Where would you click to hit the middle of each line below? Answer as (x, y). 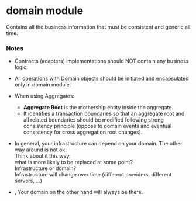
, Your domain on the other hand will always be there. (79, 192)
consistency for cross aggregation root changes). (83, 132)
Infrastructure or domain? (45, 168)
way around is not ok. (41, 150)
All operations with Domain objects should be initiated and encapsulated (102, 79)
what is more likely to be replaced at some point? (74, 162)
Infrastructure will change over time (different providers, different (93, 175)
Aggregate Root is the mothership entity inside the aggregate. (98, 108)
